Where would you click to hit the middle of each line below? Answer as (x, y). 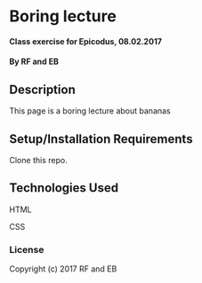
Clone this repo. (39, 160)
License (27, 249)
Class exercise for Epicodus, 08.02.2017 (86, 41)
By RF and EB (34, 62)
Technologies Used (64, 188)
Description (42, 89)
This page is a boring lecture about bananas (90, 111)
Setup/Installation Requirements (101, 139)
